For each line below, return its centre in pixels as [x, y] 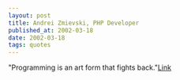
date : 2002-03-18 [37, 38]
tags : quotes [30, 45]
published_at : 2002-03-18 [51, 30]
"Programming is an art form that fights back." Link [90, 67]
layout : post [30, 15]
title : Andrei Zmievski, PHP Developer [74, 23]
